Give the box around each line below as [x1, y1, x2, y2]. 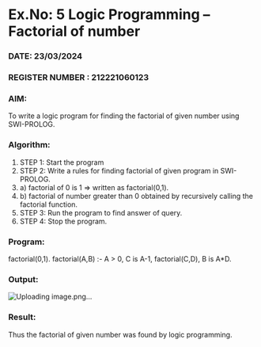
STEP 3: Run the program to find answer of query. [19, 208, 183, 217]
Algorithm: [8, 139, 51, 151]
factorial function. [19, 200, 78, 209]
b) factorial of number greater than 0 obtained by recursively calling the [19, 191, 253, 200]
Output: [8, 273, 39, 284]
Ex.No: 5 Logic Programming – [8, 6, 210, 24]
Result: [8, 311, 36, 322]
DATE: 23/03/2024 [8, 51, 83, 62]
